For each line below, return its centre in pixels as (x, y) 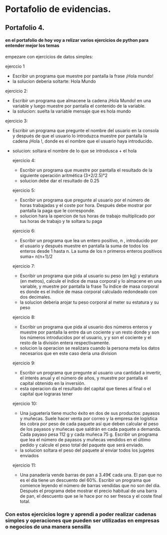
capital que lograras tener (46, 394)
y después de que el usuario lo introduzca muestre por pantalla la (80, 136)
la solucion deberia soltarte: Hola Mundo (54, 81)
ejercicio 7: (24, 266)
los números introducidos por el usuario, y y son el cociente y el (85, 337)
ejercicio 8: (24, 317)
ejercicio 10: (25, 403)
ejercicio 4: (24, 160)
